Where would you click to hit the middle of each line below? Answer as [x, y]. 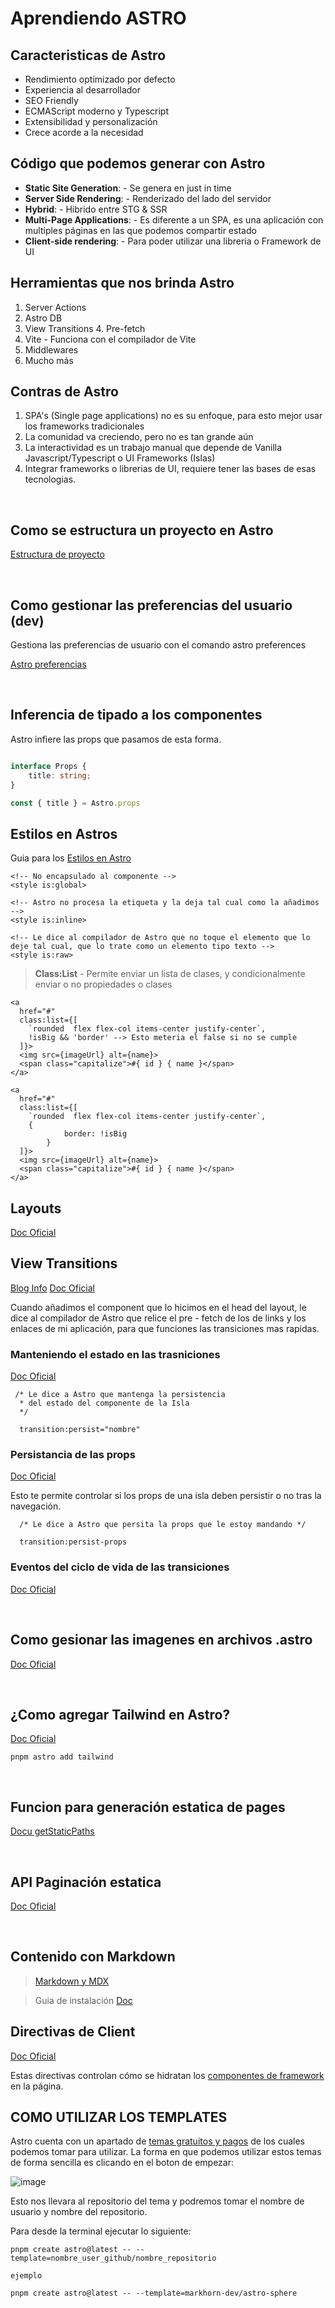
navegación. [36, 1506]
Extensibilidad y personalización [91, 121]
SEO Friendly [51, 100]
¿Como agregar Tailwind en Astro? [120, 1714]
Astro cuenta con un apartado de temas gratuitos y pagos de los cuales [158, 2141]
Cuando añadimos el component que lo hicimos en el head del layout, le [158, 1307]
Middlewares [51, 349]
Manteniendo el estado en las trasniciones [115, 1354]
